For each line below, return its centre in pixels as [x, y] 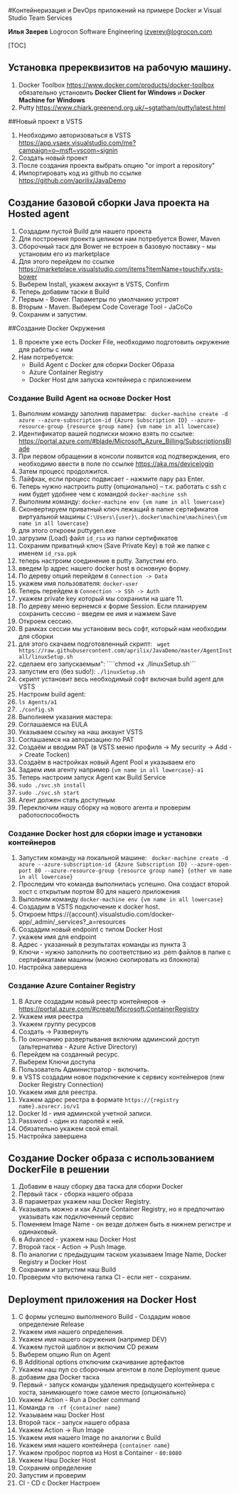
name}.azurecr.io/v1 [49, 1106]
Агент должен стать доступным [67, 800]
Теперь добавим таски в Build [64, 292]
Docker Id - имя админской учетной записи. [85, 1113]
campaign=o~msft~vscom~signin [68, 150]
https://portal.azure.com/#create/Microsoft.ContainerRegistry [109, 1009]
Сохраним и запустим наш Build [67, 1270]
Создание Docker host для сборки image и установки [105, 833]
